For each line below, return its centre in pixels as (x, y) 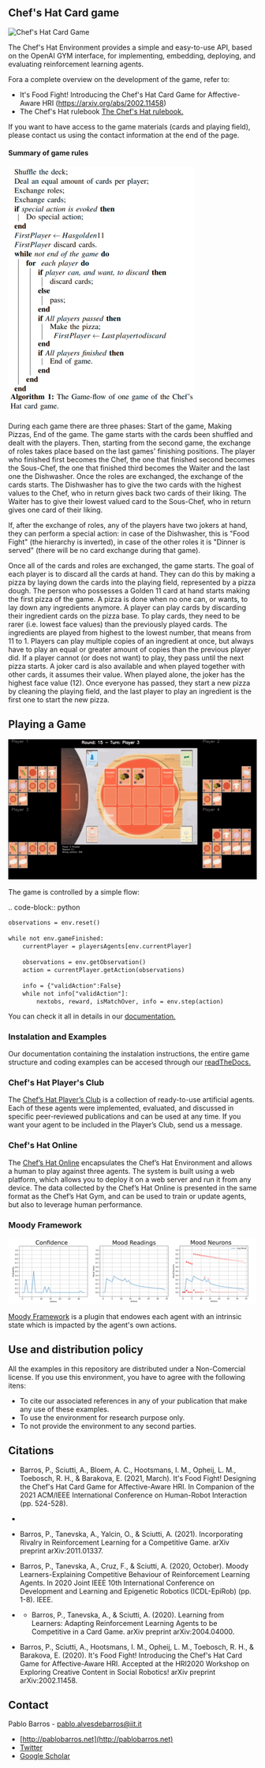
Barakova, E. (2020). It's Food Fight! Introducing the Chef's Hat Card (131, 1655)
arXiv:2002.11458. (49, 1680)
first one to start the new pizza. (59, 700)
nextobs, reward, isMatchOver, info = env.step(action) (130, 1001)
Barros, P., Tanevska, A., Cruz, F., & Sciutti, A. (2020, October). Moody (134, 1566)
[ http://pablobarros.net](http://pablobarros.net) (96, 1740)
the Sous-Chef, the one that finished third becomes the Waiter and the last (129, 468)
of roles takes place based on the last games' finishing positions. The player (132, 451)
